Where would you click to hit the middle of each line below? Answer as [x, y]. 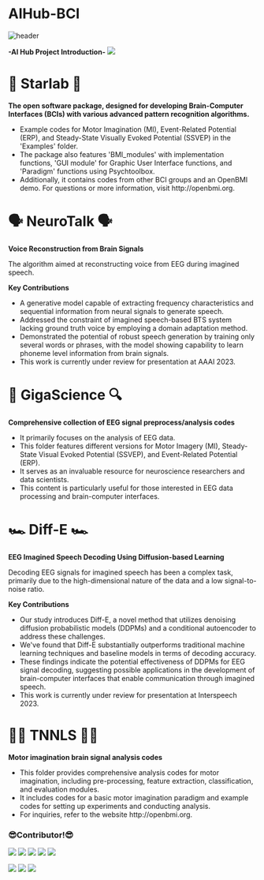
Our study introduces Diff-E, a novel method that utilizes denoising [128, 620]
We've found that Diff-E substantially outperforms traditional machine [132, 645]
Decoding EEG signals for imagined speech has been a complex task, [121, 572]
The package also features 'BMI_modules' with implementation [122, 154]
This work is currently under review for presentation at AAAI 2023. [128, 361]
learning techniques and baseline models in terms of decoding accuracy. [138, 653]
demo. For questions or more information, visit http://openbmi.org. [127, 188]
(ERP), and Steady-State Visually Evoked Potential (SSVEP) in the [125, 137]
